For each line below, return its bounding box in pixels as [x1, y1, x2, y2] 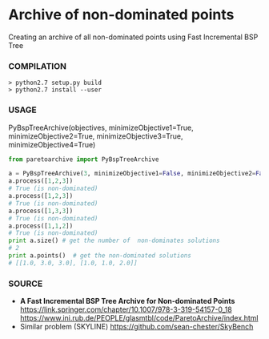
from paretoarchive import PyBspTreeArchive [8, 155, 159, 163]
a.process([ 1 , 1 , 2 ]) [8, 222, 74, 230]
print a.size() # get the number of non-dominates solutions [8, 236, 220, 245]
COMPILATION [8, 60, 66, 71]
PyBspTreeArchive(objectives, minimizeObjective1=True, [8, 123, 194, 132]
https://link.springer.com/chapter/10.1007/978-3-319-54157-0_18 [19, 305, 232, 314]
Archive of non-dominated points [8, 6, 235, 24]
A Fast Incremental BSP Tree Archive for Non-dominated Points [19, 297, 235, 306]
